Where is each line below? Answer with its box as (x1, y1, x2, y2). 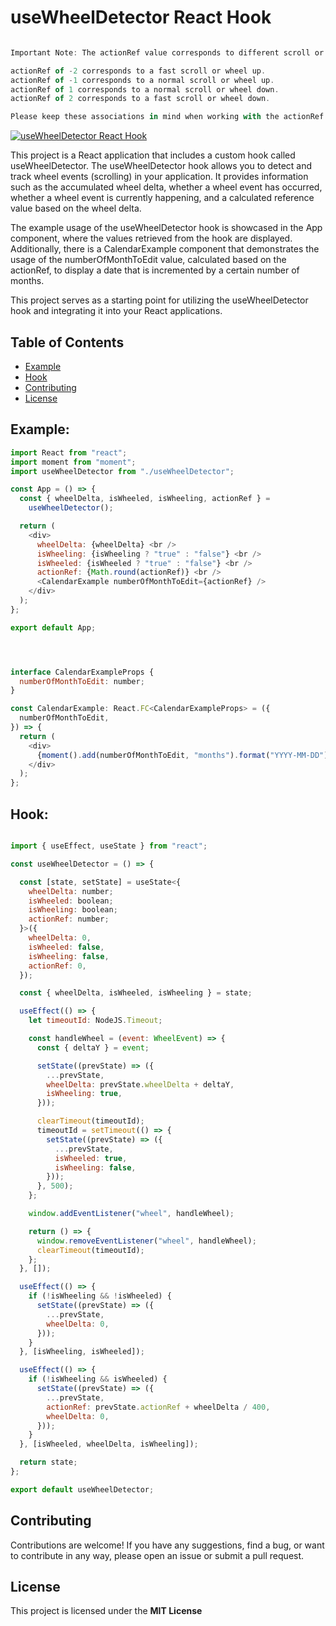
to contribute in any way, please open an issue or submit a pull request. (10, 1549, 305, 1561)
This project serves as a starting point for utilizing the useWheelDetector (10, 294, 309, 306)
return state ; (19, 1457, 78, 1468)
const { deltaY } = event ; (36, 1042, 150, 1053)
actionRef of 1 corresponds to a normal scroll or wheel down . (10, 84, 280, 95)
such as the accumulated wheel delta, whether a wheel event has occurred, (10, 181, 323, 193)
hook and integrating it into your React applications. (10, 305, 223, 317)
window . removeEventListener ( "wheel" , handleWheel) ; (36, 1236, 257, 1246)
